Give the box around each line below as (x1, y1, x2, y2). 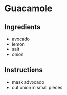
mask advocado (11, 79, 45, 85)
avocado (11, 36, 30, 42)
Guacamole (4, 3, 53, 14)
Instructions (4, 66, 43, 74)
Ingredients (4, 23, 41, 31)
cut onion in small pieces (11, 84, 63, 90)
